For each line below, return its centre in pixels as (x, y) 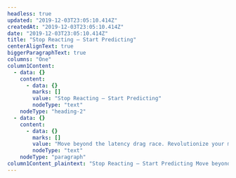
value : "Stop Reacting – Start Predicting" (97, 99)
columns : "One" (29, 60)
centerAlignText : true (40, 46)
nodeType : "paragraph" (53, 157)
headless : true (29, 14)
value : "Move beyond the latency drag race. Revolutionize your (129, 144)
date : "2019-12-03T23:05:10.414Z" (58, 33)
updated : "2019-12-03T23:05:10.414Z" (63, 20)
